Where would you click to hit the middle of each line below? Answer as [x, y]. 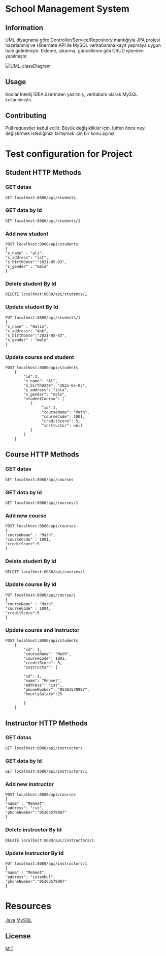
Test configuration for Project [69, 154]
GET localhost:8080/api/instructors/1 [46, 772]
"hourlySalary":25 [43, 694]
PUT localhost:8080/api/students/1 [43, 318]
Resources [28, 906]
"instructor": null [62, 426]
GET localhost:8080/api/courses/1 [42, 503]
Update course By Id [31, 584]
